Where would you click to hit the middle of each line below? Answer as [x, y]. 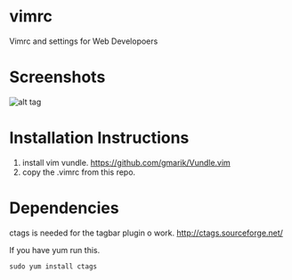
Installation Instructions [99, 138]
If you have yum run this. [55, 250]
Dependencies [64, 208]
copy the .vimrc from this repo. [79, 172]
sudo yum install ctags [53, 266]
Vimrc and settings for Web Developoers [84, 41]
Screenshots [57, 77]
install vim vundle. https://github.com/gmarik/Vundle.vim [126, 162]
